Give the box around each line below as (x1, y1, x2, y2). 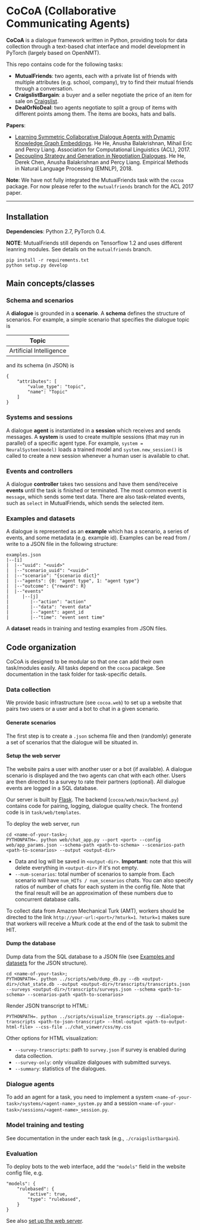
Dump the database (6, 939, 56, 947)
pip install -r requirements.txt (6, 257, 89, 263)
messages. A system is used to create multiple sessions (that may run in (6, 433, 185, 440)
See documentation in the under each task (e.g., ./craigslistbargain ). (6, 1134, 180, 1141)
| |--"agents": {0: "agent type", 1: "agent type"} (6, 578, 140, 584)
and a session (103, 1100, 138, 1107)
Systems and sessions (6, 413, 73, 422)
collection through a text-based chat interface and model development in (6, 43, 186, 50)
